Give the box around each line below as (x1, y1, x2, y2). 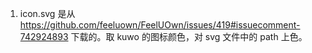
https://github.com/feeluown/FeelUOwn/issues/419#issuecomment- (19, 19, 301, 31)
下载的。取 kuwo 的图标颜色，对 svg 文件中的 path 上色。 (70, 31, 308, 42)
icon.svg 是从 (19, 8, 76, 19)
